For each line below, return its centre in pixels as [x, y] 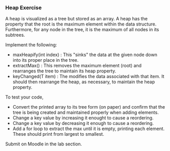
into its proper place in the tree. [46, 60]
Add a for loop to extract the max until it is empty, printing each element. [89, 129]
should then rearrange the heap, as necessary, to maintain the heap [84, 82]
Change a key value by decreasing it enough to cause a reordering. [83, 123]
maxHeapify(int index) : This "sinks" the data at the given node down [85, 55]
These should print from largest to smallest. [58, 134]
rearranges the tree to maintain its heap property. [64, 71]
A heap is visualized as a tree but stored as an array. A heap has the [76, 19]
